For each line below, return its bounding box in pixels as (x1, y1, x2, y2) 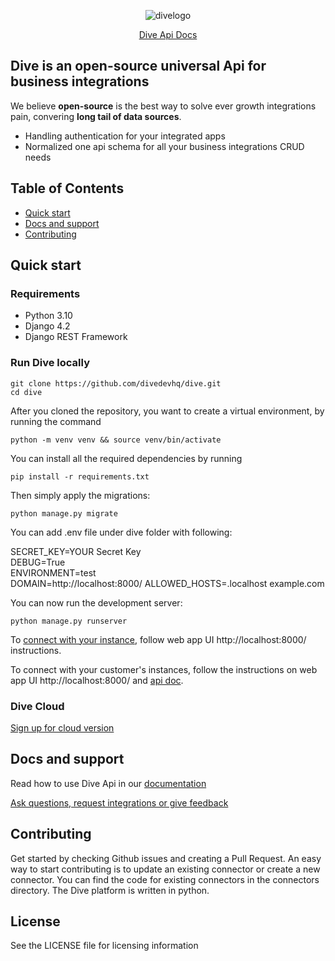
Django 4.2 (24, 320, 71, 332)
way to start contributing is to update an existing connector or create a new (10, 863, 321, 875)
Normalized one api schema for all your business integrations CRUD (24, 140, 305, 152)
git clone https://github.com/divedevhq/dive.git (10, 378, 222, 389)
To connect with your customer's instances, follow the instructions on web (10, 663, 318, 675)
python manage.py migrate (10, 508, 118, 519)
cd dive (10, 387, 43, 397)
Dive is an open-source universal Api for (10, 58, 267, 75)
